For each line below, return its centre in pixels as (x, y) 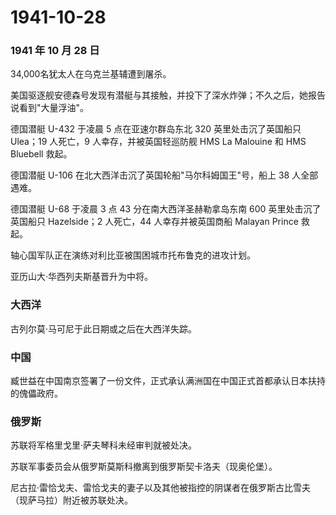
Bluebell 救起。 (41, 154)
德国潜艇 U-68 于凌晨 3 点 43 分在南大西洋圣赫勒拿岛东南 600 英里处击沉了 (166, 209)
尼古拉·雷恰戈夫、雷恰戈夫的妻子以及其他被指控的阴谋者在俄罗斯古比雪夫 (161, 488)
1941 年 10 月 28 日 (55, 51)
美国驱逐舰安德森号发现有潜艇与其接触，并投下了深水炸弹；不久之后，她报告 (168, 95)
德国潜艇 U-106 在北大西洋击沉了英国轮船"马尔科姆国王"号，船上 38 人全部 (164, 175)
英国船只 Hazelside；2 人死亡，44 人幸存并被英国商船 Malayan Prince (154, 222)
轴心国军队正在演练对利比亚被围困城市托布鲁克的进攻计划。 (133, 255)
